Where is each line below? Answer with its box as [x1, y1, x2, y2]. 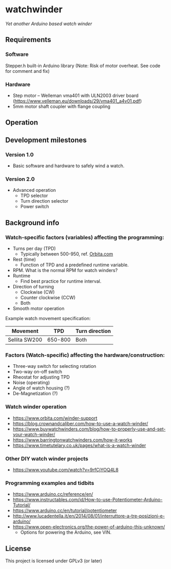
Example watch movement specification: [5, 315, 91, 321]
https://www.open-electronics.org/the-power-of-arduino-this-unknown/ [12, 524, 165, 530]
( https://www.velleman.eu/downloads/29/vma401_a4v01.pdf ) [12, 97, 142, 104]
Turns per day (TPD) [12, 245, 56, 251]
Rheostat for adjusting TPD [12, 374, 70, 380]
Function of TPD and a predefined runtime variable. [20, 262, 129, 268]
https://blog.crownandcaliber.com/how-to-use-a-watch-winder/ [12, 420, 148, 426]
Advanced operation [12, 187, 56, 193]
